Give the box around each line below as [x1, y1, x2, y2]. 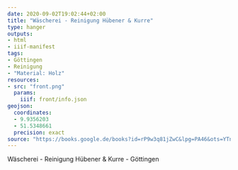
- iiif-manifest [7, 43, 55, 50]
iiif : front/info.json [20, 96, 87, 103]
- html [7, 37, 27, 44]
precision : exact [13, 129, 65, 136]
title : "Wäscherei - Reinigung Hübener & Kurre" [7, 17, 154, 24]
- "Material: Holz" [7, 69, 65, 76]
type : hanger [7, 23, 46, 30]
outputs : [7, 30, 33, 38]
